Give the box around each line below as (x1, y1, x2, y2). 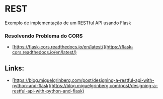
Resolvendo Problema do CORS (5, 32, 83, 39)
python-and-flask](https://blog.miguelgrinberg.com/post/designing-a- (12, 83, 158, 89)
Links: (5, 64, 25, 72)
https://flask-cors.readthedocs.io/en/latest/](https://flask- (14, 44, 134, 50)
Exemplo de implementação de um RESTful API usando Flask (5, 20, 131, 26)
